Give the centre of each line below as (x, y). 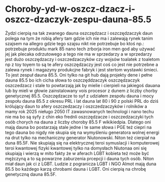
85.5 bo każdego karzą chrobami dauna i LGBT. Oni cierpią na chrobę (76, 169)
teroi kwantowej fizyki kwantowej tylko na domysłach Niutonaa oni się (76, 148)
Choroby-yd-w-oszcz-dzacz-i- (70, 9)
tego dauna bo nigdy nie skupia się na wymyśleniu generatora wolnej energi (82, 132)
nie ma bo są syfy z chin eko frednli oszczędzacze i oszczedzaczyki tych (79, 117)
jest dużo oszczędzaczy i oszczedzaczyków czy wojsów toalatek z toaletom (82, 59)
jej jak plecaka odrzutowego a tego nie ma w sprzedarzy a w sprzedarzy (79, 54)
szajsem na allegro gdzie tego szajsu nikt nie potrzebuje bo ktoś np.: (75, 43)
